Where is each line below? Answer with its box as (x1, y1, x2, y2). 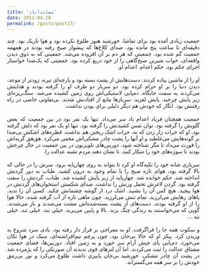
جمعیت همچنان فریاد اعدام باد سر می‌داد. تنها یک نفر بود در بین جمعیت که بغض (7, 115, 200, 123)
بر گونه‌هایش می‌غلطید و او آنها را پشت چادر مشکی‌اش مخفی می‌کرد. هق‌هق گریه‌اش (7, 135, 200, 142)
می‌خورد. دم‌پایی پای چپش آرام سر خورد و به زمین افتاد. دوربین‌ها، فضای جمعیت (7, 239, 200, 246)
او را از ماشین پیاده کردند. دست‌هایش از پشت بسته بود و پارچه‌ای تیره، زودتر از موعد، (7, 76, 200, 83)
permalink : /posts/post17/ (7, 20, 76, 26)
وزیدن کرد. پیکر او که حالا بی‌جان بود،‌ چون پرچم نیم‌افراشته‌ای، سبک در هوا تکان (7, 232, 200, 240)
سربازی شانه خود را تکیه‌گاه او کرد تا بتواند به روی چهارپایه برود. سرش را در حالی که (7, 161, 200, 168)
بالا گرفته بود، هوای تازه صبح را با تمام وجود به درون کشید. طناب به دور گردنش (7, 167, 200, 175)
